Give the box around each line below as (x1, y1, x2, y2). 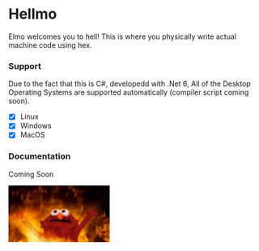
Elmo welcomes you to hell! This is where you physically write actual (8, 32, 237, 41)
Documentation (8, 151, 71, 162)
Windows (19, 121, 52, 130)
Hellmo (8, 5, 57, 23)
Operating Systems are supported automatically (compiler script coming (8, 87, 249, 97)
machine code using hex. (8, 40, 92, 49)
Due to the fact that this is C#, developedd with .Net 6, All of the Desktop (8, 79, 251, 89)
